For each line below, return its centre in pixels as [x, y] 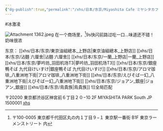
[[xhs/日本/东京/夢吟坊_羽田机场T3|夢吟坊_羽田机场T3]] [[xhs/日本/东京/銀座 [81, 63]
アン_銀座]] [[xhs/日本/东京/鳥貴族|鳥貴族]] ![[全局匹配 [59, 87]
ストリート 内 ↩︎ [36, 124]
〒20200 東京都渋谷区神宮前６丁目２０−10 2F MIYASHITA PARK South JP [79, 98]
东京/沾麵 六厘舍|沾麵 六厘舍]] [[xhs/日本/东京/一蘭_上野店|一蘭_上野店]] [82, 57]
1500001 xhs [18, 103]
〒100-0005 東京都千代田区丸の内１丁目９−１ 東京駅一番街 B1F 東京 [80, 117]
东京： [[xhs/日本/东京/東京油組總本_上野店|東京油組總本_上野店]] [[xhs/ [77, 51]
